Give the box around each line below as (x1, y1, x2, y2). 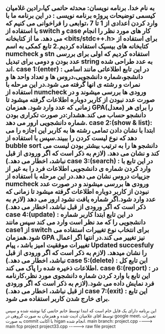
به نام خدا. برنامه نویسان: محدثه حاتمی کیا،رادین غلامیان (5, 4, 155, 12)
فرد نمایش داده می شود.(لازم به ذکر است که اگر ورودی (5, 279, 154, 288)
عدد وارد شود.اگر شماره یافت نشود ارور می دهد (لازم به (5, 195, 156, 204)
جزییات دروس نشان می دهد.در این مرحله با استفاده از (5, 172, 150, 181)
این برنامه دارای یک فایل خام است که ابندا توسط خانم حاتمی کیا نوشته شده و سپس (5, 308, 157, 313)
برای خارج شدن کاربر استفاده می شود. (5, 295, 110, 303)
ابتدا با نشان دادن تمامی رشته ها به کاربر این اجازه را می (5, 126, 155, 135)
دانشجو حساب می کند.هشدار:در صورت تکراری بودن (5, 111, 146, 119)
